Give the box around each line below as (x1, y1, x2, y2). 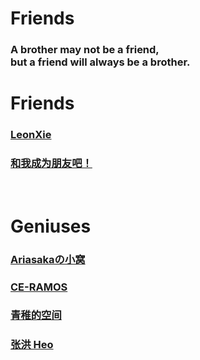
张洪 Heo (10, 338, 54, 352)
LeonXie (10, 128, 52, 142)
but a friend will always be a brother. (10, 55, 191, 69)
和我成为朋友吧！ (10, 157, 93, 171)
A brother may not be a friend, (10, 43, 160, 57)
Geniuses (10, 215, 92, 237)
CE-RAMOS (10, 280, 68, 294)
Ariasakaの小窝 (10, 252, 86, 266)
